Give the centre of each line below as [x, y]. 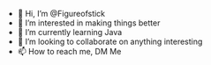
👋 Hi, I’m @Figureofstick [61, 14]
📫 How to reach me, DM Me [69, 51]
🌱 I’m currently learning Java [70, 32]
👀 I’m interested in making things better [89, 23]
